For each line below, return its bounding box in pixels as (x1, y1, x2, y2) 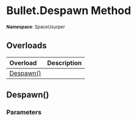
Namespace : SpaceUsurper (6, 24, 65, 30)
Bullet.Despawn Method (6, 4, 132, 18)
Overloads (6, 40, 47, 51)
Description (47, 59, 82, 67)
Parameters (6, 108, 41, 117)
